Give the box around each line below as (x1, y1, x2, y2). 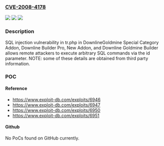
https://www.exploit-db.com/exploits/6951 (12, 112, 100, 118)
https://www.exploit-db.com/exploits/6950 (12, 107, 101, 113)
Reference (5, 85, 27, 91)
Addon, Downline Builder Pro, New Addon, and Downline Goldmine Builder (5, 44, 158, 50)
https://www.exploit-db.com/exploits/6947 (12, 101, 101, 108)
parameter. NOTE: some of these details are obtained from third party (5, 55, 148, 61)
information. (5, 60, 30, 66)
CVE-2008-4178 (5, 3, 46, 10)
